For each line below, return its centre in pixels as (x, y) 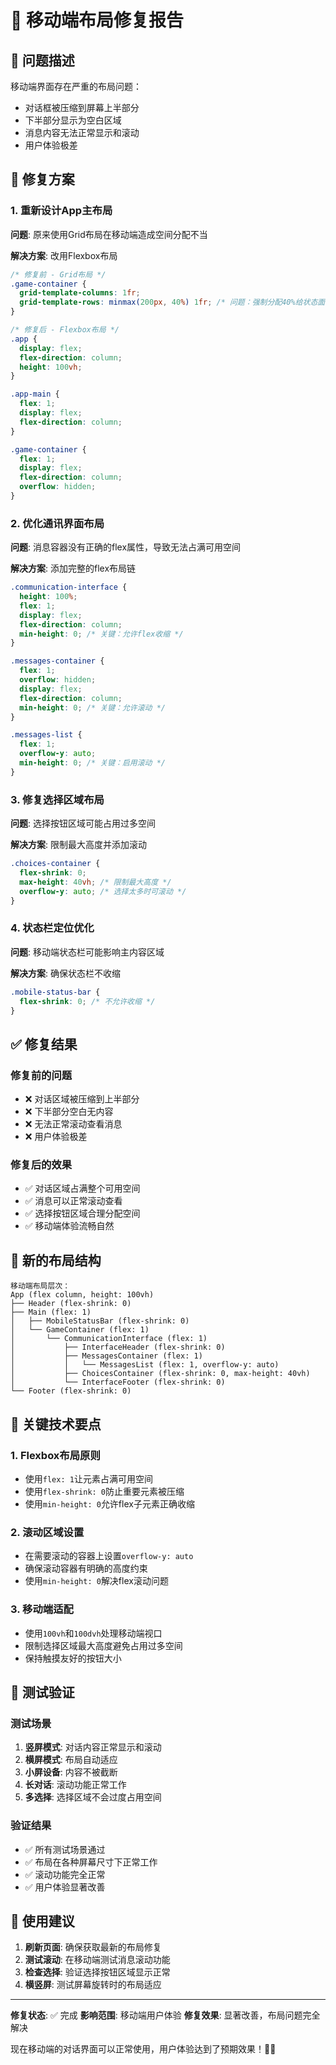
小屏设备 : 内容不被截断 (71, 1772)
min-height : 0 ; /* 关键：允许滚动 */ (92, 707)
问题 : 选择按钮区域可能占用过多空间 (83, 823)
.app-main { (35, 394)
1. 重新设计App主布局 (61, 211)
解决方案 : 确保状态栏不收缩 (65, 973)
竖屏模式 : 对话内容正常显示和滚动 (93, 1747)
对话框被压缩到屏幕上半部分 (82, 107)
